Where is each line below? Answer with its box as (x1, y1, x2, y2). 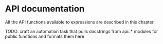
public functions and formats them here (5, 33, 84, 39)
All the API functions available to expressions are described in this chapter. (5, 19, 155, 25)
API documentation (5, 3, 85, 14)
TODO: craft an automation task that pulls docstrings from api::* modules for (5, 28, 158, 34)
